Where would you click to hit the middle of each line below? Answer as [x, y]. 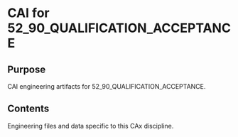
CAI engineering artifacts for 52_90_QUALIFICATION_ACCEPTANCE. [107, 86]
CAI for [28, 13]
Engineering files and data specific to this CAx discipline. [91, 126]
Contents [28, 109]
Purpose [27, 69]
